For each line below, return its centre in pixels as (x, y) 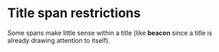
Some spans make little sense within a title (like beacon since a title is (110, 33)
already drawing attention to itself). (59, 40)
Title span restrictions (74, 13)
